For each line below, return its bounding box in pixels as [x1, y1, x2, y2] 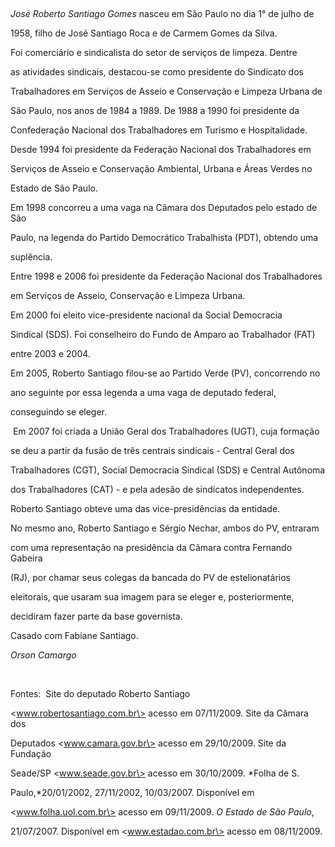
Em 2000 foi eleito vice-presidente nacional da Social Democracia [10, 309, 283, 321]
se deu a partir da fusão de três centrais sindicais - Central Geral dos [10, 445, 295, 456]
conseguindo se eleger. [10, 406, 108, 418]
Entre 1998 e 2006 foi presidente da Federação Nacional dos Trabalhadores [10, 270, 323, 282]
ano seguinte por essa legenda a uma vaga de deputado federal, [10, 387, 277, 398]
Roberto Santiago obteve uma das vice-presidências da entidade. [10, 503, 281, 514]
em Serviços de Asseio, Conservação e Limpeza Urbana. [10, 290, 246, 301]
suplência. [10, 251, 53, 263]
